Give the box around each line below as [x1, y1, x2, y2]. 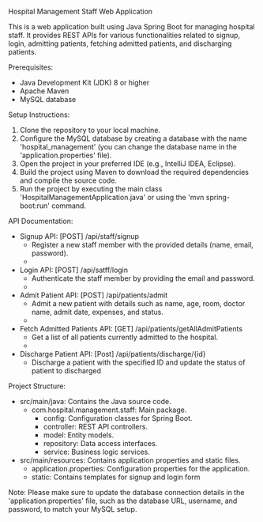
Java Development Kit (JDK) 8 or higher [19, 78, 150, 87]
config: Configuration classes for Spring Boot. [43, 414, 193, 422]
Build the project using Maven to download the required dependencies [19, 168, 249, 176]
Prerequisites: [8, 62, 54, 72]
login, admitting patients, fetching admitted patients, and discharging [8, 39, 232, 48]
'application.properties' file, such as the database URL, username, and [8, 496, 238, 505]
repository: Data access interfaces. [43, 439, 158, 448]
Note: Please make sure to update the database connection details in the [8, 488, 245, 497]
